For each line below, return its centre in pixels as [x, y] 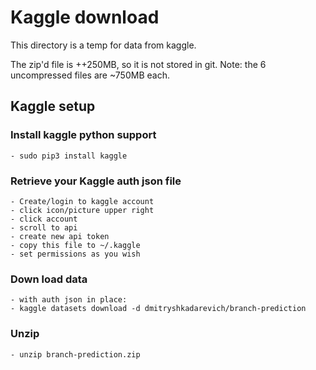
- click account [44, 219]
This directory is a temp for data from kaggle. [103, 45]
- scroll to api [44, 227]
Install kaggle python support [83, 135]
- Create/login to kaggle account [82, 201]
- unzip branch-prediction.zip [75, 354]
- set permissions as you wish [75, 254]
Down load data [49, 279]
